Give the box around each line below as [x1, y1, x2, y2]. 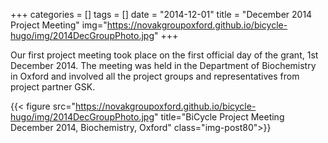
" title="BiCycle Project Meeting [154, 111, 285, 123]
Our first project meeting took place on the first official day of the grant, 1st [10, 49, 319, 61]
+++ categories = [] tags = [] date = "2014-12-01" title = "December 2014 [10, 9, 313, 20]
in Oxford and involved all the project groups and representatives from [10, 70, 300, 82]
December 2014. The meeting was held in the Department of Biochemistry [10, 60, 317, 71]
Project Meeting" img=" [10, 19, 108, 31]
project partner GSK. [10, 81, 96, 93]
